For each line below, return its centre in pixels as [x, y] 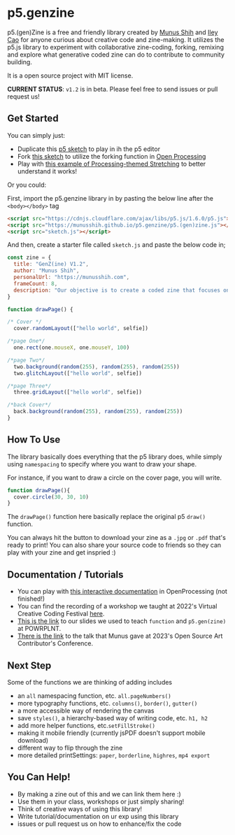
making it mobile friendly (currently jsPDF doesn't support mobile [112, 733]
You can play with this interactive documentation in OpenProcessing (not [122, 592]
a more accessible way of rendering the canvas [86, 711]
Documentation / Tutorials [65, 574]
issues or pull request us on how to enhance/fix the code [99, 824]
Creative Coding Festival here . [61, 614]
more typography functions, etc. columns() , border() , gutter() [107, 703]
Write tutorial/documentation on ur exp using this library [98, 816]
